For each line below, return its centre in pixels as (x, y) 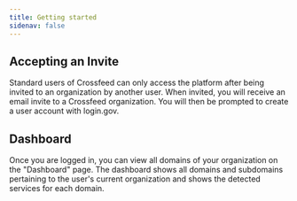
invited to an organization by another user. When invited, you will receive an (148, 92)
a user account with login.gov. (64, 111)
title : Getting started (53, 17)
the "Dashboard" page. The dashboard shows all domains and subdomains (146, 170)
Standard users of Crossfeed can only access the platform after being (137, 83)
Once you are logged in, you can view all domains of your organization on (144, 160)
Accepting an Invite (64, 62)
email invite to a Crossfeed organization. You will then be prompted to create (149, 102)
